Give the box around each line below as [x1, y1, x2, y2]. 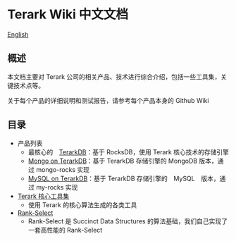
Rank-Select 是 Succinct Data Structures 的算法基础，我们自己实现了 [27, 216, 228, 225]
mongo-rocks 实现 [36, 165, 90, 173]
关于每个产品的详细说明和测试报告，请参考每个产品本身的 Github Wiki [7, 96, 209, 104]
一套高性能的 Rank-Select [27, 225, 103, 234]
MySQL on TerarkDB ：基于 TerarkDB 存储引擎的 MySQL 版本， [27, 174, 220, 183]
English [7, 30, 29, 39]
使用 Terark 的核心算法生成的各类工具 [27, 200, 137, 209]
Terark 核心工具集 [17, 192, 70, 200]
